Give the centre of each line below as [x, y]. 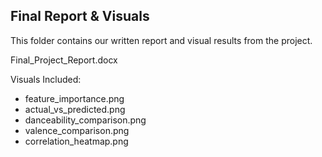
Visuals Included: [46, 79]
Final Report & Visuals [80, 16]
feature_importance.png [74, 98]
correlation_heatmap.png [76, 141]
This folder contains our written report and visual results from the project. [161, 40]
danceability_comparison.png [85, 120]
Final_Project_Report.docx [64, 60]
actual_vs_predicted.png [75, 109]
